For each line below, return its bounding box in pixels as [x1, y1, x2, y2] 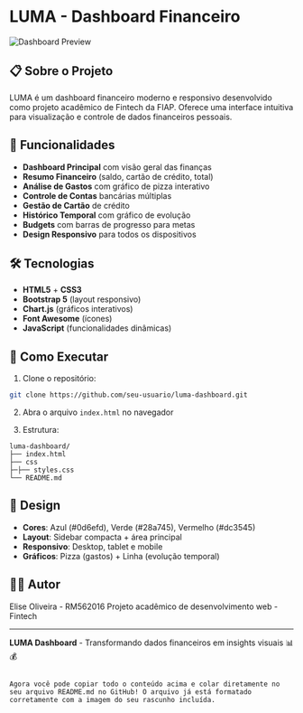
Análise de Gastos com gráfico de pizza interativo [22, 181, 210, 192]
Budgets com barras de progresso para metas [22, 219, 196, 230]
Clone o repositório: [22, 373, 96, 384]
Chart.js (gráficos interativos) [22, 304, 133, 314]
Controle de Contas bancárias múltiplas [22, 190, 172, 201]
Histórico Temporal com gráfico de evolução [22, 210, 191, 220]
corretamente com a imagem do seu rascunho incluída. [9, 695, 216, 704]
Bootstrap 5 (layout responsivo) [22, 294, 142, 305]
